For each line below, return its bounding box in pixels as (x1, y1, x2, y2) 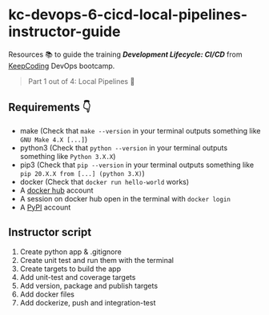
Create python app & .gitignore (19, 246, 122, 257)
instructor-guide (8, 22, 121, 41)
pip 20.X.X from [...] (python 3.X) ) (19, 168, 146, 177)
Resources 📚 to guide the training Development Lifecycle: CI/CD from (8, 50, 243, 59)
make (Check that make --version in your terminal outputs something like (19, 126, 261, 135)
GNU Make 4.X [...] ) (19, 134, 88, 144)
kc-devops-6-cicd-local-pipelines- (8, 6, 248, 24)
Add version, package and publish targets (19, 281, 159, 290)
